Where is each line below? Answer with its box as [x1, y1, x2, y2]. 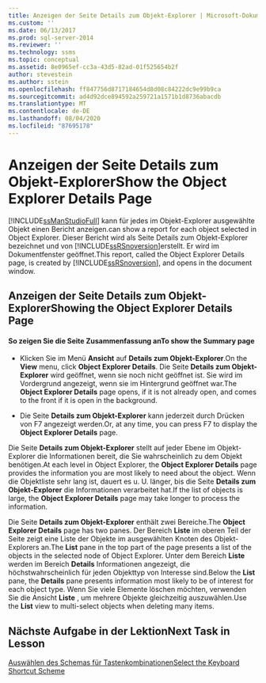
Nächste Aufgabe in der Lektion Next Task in [8, 624, 230, 638]
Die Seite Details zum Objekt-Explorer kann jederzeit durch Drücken [19, 411, 245, 420]
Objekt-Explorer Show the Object [8, 173, 227, 191]
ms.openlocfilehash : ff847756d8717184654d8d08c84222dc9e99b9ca [8, 85, 222, 93]
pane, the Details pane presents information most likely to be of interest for [8, 576, 254, 586]
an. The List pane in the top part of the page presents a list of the [40, 543, 252, 552]
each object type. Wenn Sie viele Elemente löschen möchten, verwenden [8, 585, 247, 594]
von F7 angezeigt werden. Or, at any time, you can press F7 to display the [19, 419, 257, 429]
